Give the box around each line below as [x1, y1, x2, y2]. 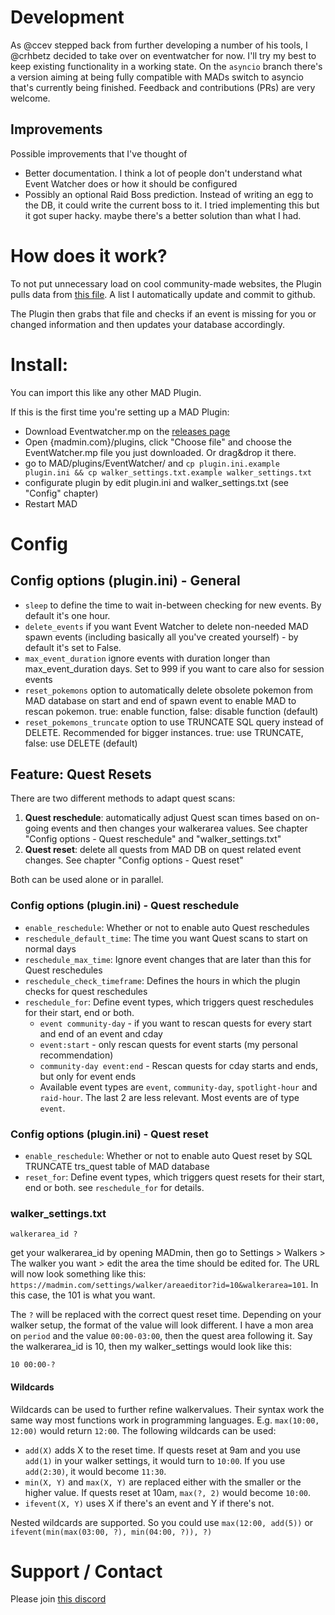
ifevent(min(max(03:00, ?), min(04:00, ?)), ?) [10, 1527, 213, 1537]
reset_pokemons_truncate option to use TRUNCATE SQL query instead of [24, 716, 324, 728]
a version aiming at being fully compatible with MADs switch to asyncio [10, 71, 304, 83]
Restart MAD [24, 497, 78, 510]
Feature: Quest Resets [10, 766, 152, 783]
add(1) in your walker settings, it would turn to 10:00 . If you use [24, 1454, 286, 1466]
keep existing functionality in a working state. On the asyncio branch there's [10, 60, 323, 72]
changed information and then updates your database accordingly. [10, 318, 286, 330]
